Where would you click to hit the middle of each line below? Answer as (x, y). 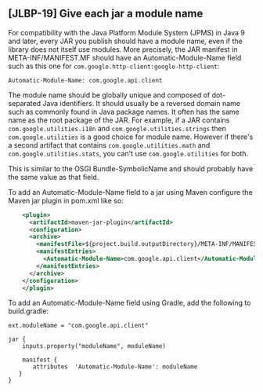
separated (25, 103)
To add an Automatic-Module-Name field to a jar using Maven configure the (130, 192)
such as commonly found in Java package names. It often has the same (124, 112)
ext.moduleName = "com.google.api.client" (78, 326)
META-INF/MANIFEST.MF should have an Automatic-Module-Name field (125, 57)
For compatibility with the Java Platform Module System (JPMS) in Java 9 (126, 32)
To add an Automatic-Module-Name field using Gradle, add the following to (130, 303)
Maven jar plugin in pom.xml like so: (66, 200)
